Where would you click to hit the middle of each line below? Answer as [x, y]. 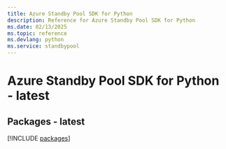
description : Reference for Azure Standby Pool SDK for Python [101, 20]
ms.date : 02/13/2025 [37, 27]
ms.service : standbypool [43, 46]
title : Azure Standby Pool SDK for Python [70, 14]
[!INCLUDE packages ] [39, 138]
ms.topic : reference [37, 33]
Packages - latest [46, 121]
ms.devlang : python [36, 40]
